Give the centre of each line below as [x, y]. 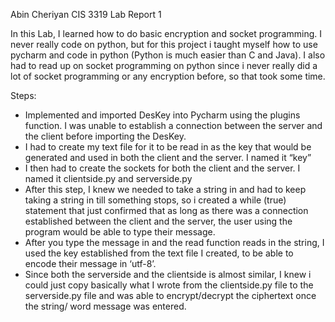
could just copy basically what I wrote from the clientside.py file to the [169, 285]
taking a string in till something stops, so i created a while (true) [155, 200]
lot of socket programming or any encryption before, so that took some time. [168, 76]
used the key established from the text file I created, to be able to [159, 253]
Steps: [23, 95]
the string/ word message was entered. [105, 306]
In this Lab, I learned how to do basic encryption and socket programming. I [166, 33]
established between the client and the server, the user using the [158, 221]
